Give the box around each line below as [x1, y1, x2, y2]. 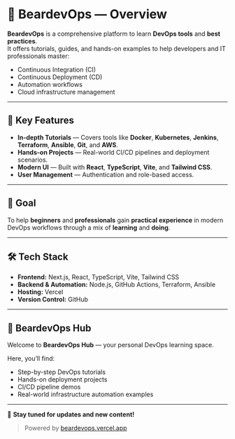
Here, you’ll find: [7, 354, 55, 363]
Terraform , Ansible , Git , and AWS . [17, 140, 119, 149]
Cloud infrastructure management [17, 88, 115, 96]
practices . [7, 36, 38, 45]
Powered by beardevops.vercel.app [24, 424, 127, 433]
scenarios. [17, 155, 48, 164]
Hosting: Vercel [17, 288, 64, 296]
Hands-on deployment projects [17, 375, 108, 384]
